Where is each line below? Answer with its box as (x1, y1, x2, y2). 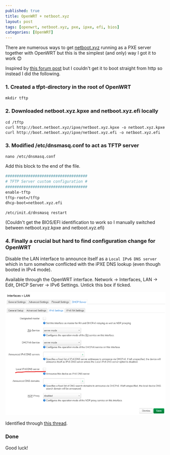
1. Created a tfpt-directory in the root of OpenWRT (5, 83, 131, 90)
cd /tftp (5, 120, 24, 125)
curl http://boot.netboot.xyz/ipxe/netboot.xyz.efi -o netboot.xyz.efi (5, 130, 160, 135)
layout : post (5, 19, 33, 24)
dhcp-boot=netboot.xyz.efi (5, 200, 63, 206)
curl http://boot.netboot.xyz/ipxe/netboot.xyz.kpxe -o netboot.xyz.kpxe (5, 125, 165, 130)
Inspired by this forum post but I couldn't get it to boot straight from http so (5, 65, 163, 72)
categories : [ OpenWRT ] (5, 30, 53, 35)
